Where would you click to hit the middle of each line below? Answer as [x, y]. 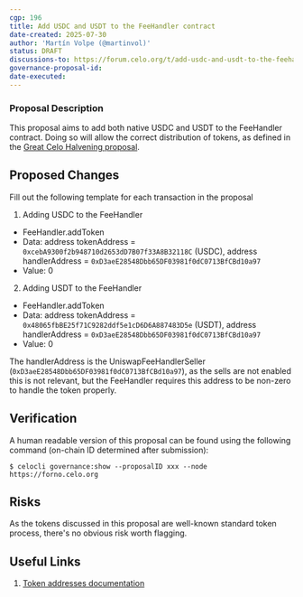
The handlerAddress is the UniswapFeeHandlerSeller [107, 361]
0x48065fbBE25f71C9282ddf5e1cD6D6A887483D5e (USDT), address [139, 324]
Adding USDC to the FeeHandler [83, 214]
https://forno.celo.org [54, 474]
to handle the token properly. [63, 390]
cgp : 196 [26, 18]
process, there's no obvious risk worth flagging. [98, 533]
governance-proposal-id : [56, 69]
